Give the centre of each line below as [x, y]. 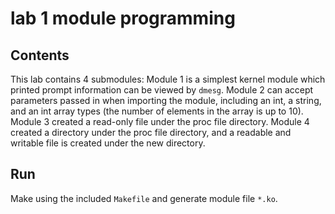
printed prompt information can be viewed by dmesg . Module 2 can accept [162, 90]
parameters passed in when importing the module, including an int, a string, [166, 100]
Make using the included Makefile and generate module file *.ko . [144, 198]
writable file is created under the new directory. [108, 143]
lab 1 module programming [123, 18]
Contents [40, 55]
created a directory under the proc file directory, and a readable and [151, 132]
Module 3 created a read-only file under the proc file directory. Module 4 [160, 121]
